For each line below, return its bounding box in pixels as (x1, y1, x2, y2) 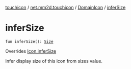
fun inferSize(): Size (5, 39, 54, 44)
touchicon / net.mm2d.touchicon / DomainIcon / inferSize (5, 5, 126, 10)
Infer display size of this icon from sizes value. (5, 58, 103, 64)
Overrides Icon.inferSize (5, 48, 57, 54)
